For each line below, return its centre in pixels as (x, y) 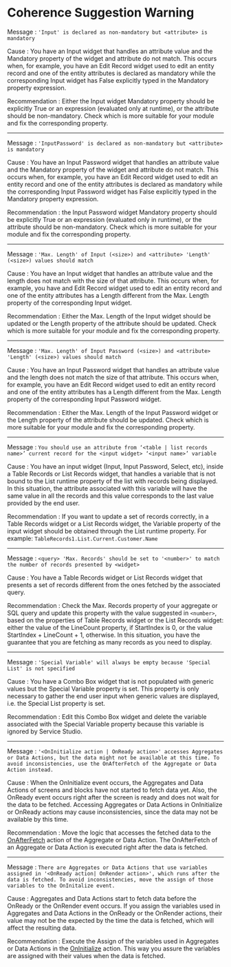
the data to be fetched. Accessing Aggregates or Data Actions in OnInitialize (115, 804)
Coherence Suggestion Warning (101, 13)
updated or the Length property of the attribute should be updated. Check (112, 323)
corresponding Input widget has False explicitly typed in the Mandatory (108, 80)
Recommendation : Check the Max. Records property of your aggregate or (112, 605)
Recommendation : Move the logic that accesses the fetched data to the (109, 833)
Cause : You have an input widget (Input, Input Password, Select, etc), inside (115, 466)
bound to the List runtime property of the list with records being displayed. (112, 481)
